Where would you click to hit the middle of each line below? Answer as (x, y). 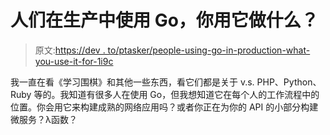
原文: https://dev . (70, 50)
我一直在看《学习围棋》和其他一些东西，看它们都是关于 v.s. (132, 82)
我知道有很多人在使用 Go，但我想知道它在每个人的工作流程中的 (189, 94)
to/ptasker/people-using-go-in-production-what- (209, 50)
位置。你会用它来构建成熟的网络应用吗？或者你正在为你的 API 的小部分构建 (164, 107)
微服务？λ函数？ (44, 119)
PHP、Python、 (289, 82)
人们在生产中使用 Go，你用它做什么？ (164, 20)
